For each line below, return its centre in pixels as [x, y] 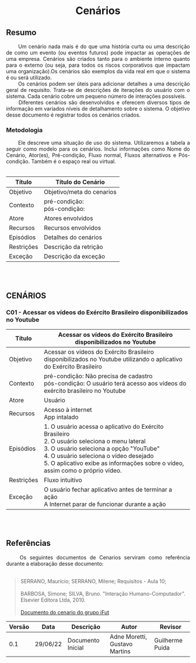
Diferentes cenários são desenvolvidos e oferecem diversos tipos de [104, 102]
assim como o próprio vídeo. [83, 470]
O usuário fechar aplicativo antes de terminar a [108, 489]
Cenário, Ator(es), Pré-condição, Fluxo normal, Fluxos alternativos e [91, 155]
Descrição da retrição [73, 247]
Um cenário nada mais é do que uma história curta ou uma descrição [104, 46]
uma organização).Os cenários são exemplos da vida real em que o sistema [98, 71]
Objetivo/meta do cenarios [80, 192]
